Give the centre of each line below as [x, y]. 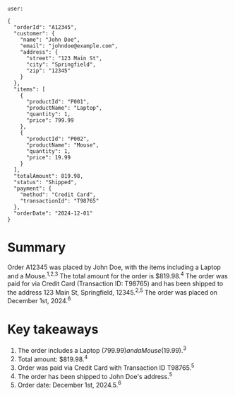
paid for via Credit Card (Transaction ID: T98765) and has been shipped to [115, 283]
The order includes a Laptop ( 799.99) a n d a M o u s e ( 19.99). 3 [102, 349]
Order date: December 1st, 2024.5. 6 [70, 385]
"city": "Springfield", [61, 64]
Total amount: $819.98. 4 [53, 358]
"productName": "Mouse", [62, 145]
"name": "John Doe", [50, 40]
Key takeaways [53, 330]
